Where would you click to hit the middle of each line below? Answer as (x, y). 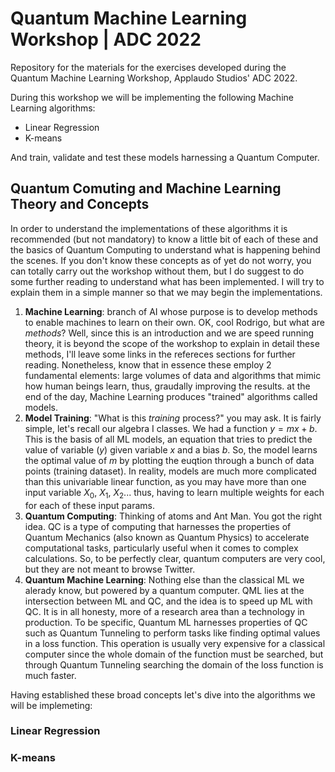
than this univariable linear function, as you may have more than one (165, 481)
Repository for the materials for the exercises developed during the (148, 67)
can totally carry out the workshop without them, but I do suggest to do (157, 271)
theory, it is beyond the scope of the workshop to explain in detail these (172, 343)
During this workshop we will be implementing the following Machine (152, 97)
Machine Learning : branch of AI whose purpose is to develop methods (171, 311)
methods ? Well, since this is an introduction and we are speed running (169, 333)
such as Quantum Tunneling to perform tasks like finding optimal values (172, 633)
